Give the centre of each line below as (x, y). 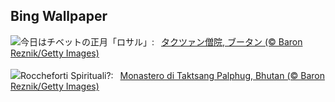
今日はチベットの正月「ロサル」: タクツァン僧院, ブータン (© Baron (161, 41)
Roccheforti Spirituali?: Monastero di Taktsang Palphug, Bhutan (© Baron (172, 75)
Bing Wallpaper (59, 16)
